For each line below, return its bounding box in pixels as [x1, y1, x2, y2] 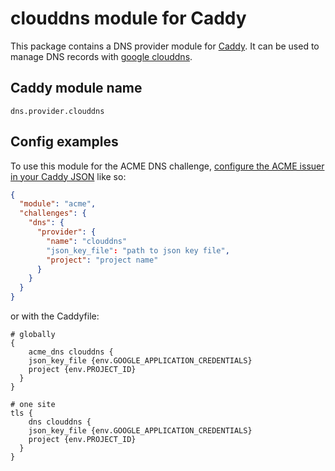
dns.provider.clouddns [10, 106, 105, 116]
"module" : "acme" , [19, 199, 97, 209]
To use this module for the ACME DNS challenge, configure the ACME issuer [10, 160, 325, 172]
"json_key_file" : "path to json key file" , [46, 245, 230, 256]
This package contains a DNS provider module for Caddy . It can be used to [10, 40, 320, 52]
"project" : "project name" [46, 255, 159, 265]
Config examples [10, 133, 119, 151]
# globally [10, 330, 56, 340]
